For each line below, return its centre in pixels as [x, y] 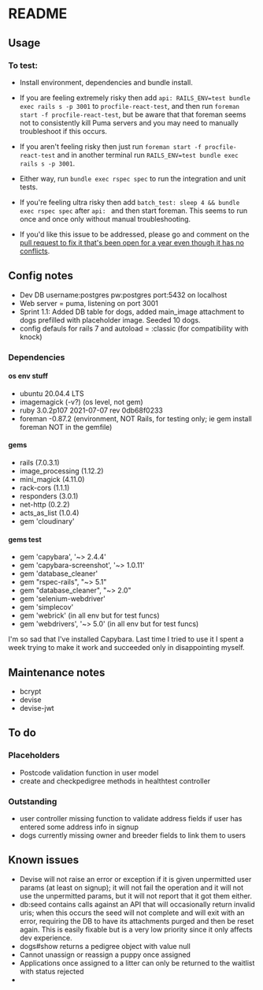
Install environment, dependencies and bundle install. [106, 82]
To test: [23, 65]
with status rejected [52, 971]
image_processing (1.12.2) [61, 471]
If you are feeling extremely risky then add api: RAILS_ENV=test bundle [135, 97]
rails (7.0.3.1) [40, 463]
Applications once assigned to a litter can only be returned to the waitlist [137, 962]
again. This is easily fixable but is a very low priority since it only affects [136, 929]
